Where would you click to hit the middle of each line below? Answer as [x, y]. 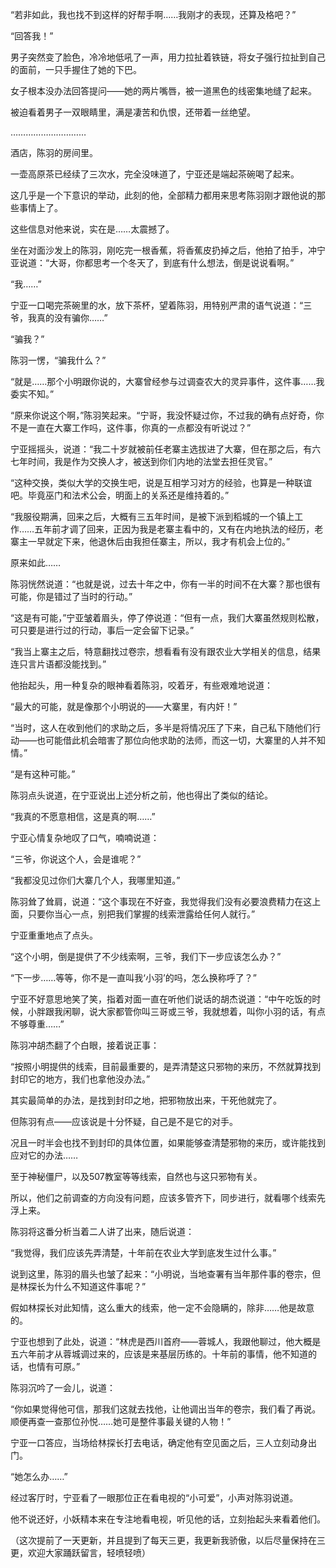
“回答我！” [32, 36]
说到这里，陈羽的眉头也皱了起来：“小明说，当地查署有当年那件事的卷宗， [161, 1274]
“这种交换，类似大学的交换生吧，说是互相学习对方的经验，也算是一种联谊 [161, 482]
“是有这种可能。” [43, 774]
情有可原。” [58, 1366]
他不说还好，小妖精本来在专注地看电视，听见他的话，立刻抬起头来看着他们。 [168, 1519]
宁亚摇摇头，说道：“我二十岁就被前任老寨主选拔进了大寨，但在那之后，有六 [166, 449]
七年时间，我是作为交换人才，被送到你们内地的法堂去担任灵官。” [141, 461]
